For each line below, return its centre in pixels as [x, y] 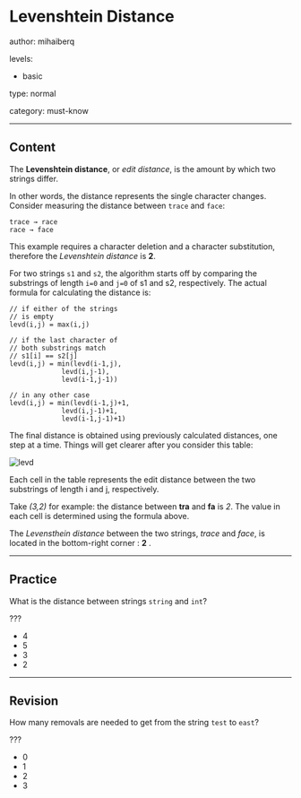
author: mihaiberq [42, 41]
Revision [34, 701]
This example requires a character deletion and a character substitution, [142, 246]
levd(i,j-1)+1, [90, 411]
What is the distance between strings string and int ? [108, 601]
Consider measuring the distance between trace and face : [117, 205]
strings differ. [34, 178]
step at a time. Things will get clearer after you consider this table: [131, 445]
